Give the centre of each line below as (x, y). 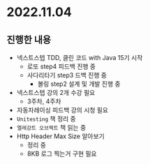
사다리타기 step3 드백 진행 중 (67, 75)
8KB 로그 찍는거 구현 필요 (62, 154)
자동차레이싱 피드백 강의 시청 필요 (62, 110)
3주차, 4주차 (44, 101)
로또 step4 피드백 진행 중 (61, 66)
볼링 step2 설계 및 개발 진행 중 (79, 84)
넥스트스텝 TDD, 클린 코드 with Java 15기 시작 (80, 58)
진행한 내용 (29, 39)
